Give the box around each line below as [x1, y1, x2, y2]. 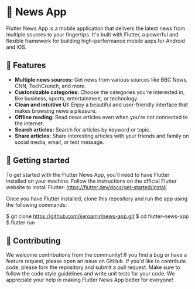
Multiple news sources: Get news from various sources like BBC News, [14, 76, 189, 83]
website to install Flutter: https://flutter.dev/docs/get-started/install [6, 183, 167, 190]
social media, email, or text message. [14, 138, 104, 146]
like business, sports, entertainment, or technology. [14, 95, 139, 102]
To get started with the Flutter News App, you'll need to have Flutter [6, 171, 170, 178]
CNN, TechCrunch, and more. [14, 82, 87, 89]
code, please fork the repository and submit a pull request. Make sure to [6, 264, 180, 271]
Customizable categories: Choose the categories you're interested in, [14, 88, 185, 96]
